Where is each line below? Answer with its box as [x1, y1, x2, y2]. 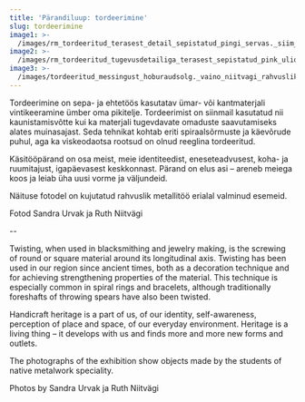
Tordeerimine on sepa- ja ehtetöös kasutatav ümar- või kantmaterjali [9, 97, 266, 108]
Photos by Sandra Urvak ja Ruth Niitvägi [9, 382, 159, 393]
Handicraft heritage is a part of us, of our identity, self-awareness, [9, 309, 257, 319]
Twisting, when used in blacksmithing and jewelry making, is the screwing [9, 242, 286, 254]
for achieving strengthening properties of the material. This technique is [9, 271, 279, 282]
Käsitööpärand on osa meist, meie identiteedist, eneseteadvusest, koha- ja [9, 153, 289, 164]
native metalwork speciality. [9, 365, 114, 376]
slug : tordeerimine [9, 22, 84, 31]
